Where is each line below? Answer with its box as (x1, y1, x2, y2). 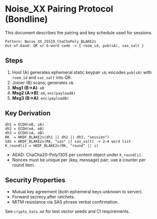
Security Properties (5, 176, 65, 184)
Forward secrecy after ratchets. (12, 194, 75, 200)
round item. (12, 162, 35, 168)
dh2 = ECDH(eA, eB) (5, 126, 45, 131)
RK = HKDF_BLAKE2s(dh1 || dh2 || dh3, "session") (5, 135, 110, 140)
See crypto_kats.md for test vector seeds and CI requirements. (5, 208, 130, 214)
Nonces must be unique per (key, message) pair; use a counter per (12, 156, 146, 163)
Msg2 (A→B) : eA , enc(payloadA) (12, 90, 76, 95)
